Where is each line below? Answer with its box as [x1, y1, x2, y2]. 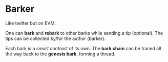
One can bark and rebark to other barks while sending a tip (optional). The [5, 30, 163, 36]
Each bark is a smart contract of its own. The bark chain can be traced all [5, 45, 161, 51]
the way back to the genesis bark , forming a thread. [5, 51, 116, 57]
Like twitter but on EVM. [5, 20, 56, 26]
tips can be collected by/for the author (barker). [5, 35, 106, 42]
